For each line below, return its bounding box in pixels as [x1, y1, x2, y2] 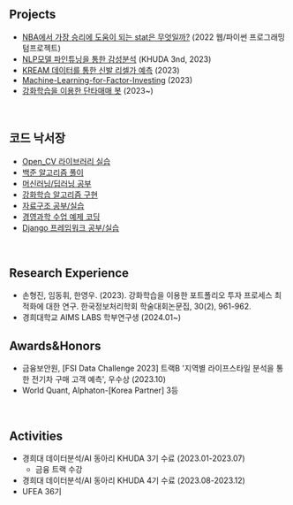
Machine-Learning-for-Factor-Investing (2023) [21, 74, 192, 85]
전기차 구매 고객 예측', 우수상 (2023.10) [31, 374, 166, 385]
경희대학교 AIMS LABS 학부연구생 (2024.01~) [21, 312, 182, 323]
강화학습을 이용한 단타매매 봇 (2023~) [21, 85, 154, 96]
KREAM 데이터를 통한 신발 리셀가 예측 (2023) [21, 65, 180, 75]
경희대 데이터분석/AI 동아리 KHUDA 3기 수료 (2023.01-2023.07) [21, 453, 245, 463]
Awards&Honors [9, 338, 101, 353]
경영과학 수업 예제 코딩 [21, 211, 101, 222]
